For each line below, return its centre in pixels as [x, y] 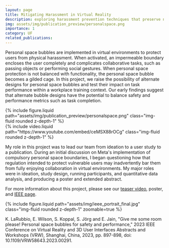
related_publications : [29, 38]
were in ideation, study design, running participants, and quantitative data [81, 173]
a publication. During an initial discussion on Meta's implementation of [78, 152]
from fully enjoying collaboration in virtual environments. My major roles [80, 168]
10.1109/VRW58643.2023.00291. [39, 240]
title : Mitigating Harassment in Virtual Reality [58, 15]
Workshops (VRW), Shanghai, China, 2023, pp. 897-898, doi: [68, 235]
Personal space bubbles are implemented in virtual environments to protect [83, 52]
